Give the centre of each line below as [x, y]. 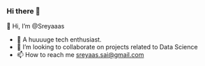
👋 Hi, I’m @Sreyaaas [36, 26]
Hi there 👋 [24, 11]
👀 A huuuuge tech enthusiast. [59, 40]
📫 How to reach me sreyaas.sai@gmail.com [80, 55]
